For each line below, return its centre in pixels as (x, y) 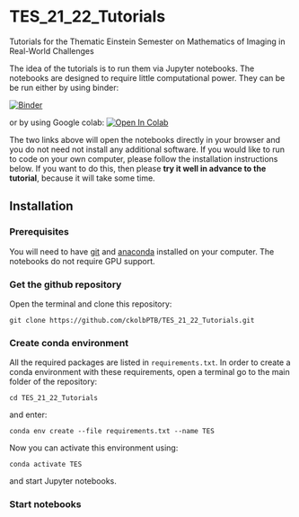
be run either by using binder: (64, 87)
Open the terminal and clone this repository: (91, 304)
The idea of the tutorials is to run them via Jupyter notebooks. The (132, 68)
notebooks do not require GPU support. (82, 261)
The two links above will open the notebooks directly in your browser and (145, 139)
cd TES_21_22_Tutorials (54, 398)
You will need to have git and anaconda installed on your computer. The (142, 251)
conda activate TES (46, 465)
